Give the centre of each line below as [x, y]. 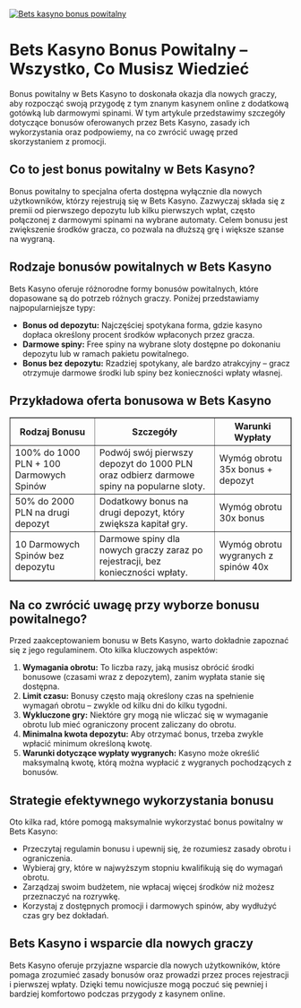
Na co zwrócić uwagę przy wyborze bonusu [134, 605]
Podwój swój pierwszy [146, 452]
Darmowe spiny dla [140, 539]
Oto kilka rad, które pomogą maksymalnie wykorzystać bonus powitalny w [146, 822]
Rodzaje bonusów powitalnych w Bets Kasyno [141, 267]
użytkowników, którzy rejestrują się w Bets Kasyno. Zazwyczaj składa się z [147, 201]
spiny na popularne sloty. [152, 487]
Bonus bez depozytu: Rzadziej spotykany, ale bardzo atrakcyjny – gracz [156, 363]
